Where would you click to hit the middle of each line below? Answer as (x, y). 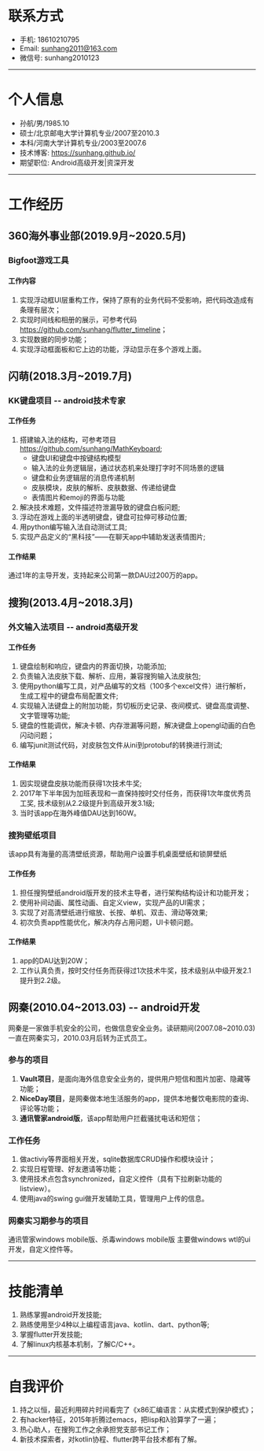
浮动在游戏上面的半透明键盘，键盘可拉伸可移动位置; (103, 518)
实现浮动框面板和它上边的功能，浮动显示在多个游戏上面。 (112, 349)
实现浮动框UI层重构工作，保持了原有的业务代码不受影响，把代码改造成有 (136, 299)
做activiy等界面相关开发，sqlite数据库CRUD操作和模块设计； (117, 1160)
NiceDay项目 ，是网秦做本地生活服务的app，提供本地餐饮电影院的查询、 (136, 1098)
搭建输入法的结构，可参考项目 (68, 440)
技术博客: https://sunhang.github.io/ (77, 152)
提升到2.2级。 (42, 980)
